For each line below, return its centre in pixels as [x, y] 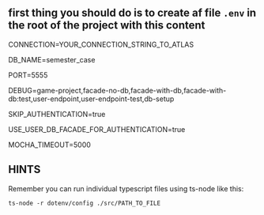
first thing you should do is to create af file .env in [132, 13]
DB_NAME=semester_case [52, 59]
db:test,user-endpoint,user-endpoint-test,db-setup [91, 99]
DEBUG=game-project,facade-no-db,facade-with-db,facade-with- [117, 90]
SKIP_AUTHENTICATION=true [57, 114]
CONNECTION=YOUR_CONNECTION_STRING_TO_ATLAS [101, 44]
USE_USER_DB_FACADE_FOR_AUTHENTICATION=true [97, 129]
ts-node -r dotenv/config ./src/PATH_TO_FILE [84, 203]
